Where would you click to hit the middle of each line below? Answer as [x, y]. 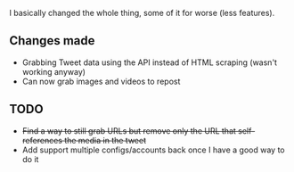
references [42, 140]
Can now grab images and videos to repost [101, 81]
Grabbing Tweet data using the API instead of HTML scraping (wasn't [150, 62]
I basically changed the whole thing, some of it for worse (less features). [142, 13]
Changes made [52, 41]
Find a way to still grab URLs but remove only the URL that [129, 131]
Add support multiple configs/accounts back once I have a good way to [153, 150]
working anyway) [54, 71]
